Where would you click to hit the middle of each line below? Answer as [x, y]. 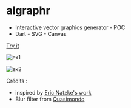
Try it [13, 46]
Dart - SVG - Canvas [41, 33]
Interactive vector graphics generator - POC [70, 27]
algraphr [28, 11]
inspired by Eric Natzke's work [53, 92]
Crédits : [17, 81]
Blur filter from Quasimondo [50, 99]
